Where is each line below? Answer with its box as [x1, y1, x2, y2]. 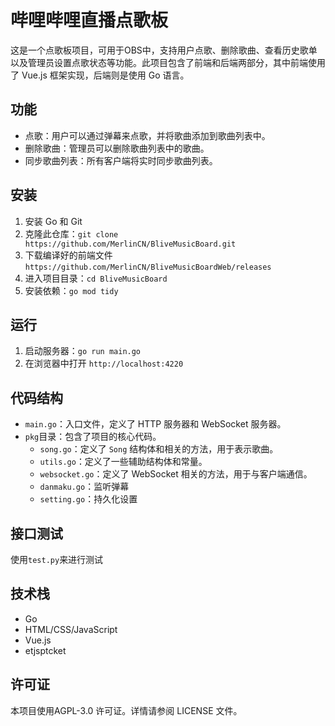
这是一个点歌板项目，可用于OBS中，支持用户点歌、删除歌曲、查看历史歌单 [10, 44, 318, 56]
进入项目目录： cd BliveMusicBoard [24, 272, 168, 284]
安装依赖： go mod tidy [24, 284, 119, 296]
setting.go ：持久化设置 [39, 493, 138, 505]
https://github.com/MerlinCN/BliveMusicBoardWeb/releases [24, 262, 272, 272]
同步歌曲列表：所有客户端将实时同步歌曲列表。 [24, 154, 218, 166]
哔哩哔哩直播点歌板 [10, 9, 169, 32]
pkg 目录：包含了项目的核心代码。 [24, 431, 162, 443]
